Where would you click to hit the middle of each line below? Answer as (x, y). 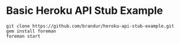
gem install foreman (31, 31)
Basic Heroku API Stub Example (84, 11)
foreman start (23, 36)
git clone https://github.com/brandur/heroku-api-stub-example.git (90, 26)
